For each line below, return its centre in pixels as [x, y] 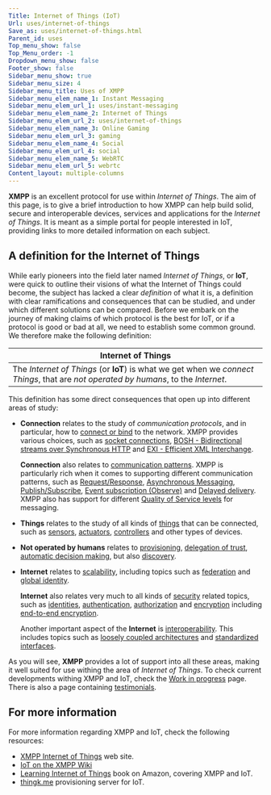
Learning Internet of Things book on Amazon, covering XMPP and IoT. [136, 773]
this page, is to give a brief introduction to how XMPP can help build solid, [131, 205]
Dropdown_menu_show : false [54, 61]
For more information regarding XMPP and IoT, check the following [119, 732]
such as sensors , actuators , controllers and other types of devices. [131, 531]
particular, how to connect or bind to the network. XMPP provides [129, 432]
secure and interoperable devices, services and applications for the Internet [134, 213]
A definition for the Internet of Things [104, 256]
